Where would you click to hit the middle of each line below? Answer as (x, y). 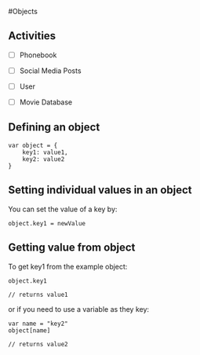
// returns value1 (38, 295)
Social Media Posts (50, 71)
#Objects (23, 11)
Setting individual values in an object (100, 190)
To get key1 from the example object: (68, 266)
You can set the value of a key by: (63, 209)
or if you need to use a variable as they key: (79, 309)
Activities (32, 36)
